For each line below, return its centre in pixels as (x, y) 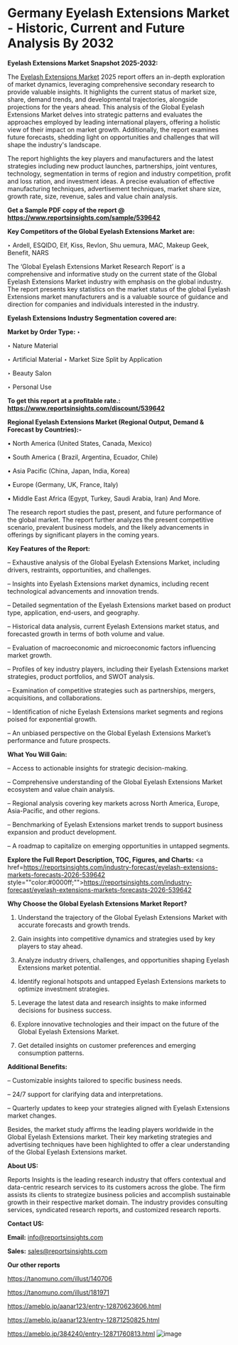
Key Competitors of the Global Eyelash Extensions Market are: (101, 231)
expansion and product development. (62, 832)
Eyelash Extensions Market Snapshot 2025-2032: (83, 63)
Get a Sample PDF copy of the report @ (66, 210)
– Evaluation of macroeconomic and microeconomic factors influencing (112, 648)
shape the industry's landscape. (54, 144)
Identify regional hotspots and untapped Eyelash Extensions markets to (122, 981)
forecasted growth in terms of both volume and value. (86, 633)
